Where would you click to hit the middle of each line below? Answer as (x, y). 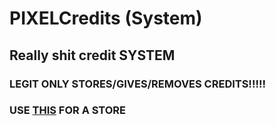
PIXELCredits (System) (106, 18)
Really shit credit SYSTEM (92, 55)
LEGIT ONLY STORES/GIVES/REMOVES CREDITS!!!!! (137, 84)
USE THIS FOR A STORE (68, 110)
